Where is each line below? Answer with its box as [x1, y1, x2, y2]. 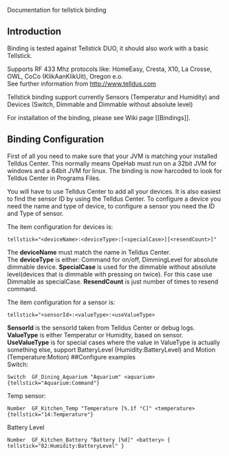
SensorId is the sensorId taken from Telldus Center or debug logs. [7, 324, 195, 332]
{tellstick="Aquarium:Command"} [7, 379, 100, 386]
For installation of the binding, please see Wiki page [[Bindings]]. [7, 113, 190, 121]
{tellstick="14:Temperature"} [7, 410, 94, 418]
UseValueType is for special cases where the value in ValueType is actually [7, 338, 221, 346]
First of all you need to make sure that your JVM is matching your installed [7, 152, 218, 160]
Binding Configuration [7, 134, 105, 146]
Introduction [7, 26, 62, 37]
